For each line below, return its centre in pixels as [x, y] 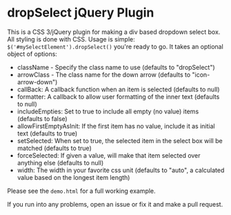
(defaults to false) [42, 118]
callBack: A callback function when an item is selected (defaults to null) [118, 89]
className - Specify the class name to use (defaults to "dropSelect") [116, 67]
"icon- [201, 75]
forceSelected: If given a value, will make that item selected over [109, 155]
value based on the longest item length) [73, 177]
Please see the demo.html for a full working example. [82, 191]
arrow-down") [37, 82]
